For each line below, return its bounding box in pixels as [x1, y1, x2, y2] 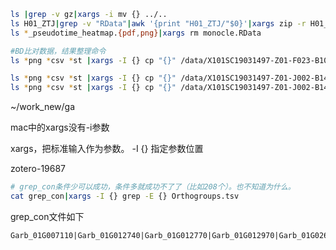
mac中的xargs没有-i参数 [10, 121, 110, 134]
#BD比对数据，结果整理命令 [10, 46, 107, 56]
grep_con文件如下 [10, 210, 85, 222]
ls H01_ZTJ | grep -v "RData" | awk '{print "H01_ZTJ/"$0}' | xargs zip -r [10, 18, 307, 29]
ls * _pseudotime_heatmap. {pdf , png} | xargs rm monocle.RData [10, 28, 262, 38]
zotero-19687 [10, 163, 67, 175]
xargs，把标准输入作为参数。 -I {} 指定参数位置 [10, 143, 204, 155]
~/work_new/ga [10, 101, 76, 113]
